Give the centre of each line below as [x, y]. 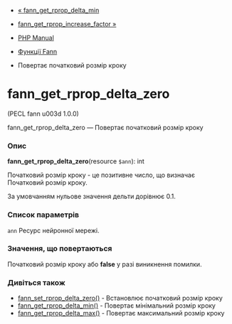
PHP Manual [36, 38]
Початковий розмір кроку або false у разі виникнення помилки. [105, 264]
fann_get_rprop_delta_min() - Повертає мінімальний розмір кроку [116, 306]
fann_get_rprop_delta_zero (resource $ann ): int [76, 161]
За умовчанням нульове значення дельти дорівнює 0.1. [92, 196]
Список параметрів [43, 215]
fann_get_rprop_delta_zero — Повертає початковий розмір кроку [106, 127]
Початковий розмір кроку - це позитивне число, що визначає [101, 175]
